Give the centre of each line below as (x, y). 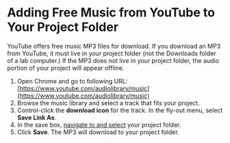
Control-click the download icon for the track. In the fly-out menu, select (120, 110)
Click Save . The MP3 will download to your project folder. (98, 132)
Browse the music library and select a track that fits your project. (108, 103)
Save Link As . (37, 117)
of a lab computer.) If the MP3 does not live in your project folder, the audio (113, 60)
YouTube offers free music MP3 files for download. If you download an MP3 (114, 46)
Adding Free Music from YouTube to (111, 13)
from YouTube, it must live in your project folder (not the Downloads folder (112, 53)
